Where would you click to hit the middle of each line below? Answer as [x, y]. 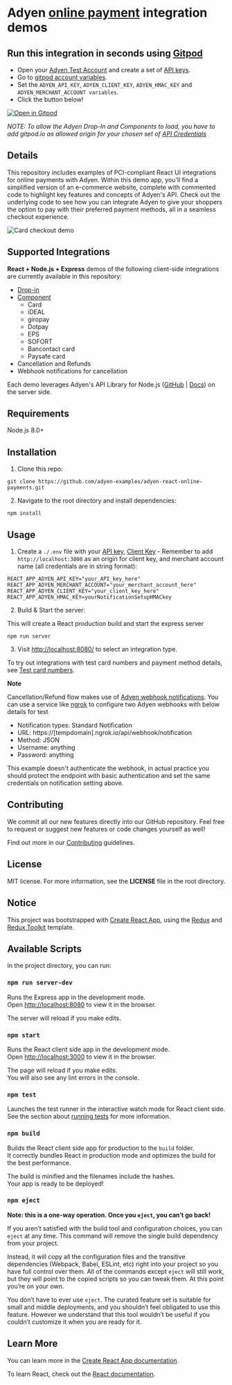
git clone [21, 482]
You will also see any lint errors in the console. [73, 1077]
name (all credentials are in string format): [77, 566]
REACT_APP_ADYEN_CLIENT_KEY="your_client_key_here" [83, 591]
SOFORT [40, 341]
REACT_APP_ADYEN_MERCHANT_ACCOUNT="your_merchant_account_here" [102, 585]
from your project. [33, 1243]
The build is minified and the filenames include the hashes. [91, 1176]
